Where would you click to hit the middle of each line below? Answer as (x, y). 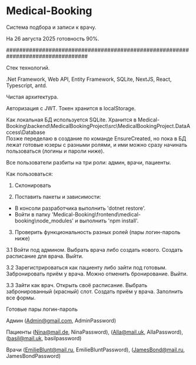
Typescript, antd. (27, 85)
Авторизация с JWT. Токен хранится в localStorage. (71, 108)
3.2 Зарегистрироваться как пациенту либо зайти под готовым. (87, 267)
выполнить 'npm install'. (109, 221)
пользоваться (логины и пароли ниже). (55, 151)
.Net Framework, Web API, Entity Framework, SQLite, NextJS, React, (89, 79)
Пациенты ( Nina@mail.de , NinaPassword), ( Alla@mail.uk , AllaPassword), (95, 332)
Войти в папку (33, 214)
